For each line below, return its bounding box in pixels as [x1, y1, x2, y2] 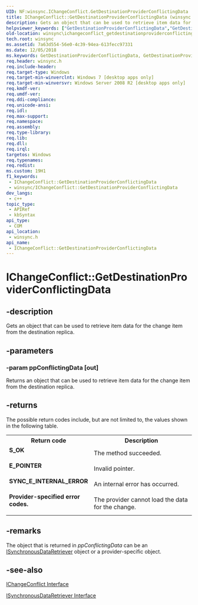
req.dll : [6, 140, 28, 147]
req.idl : [6, 108, 28, 114]
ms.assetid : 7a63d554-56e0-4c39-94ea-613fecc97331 [6, 42, 133, 48]
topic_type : [6, 201, 35, 207]
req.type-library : [6, 130, 51, 136]
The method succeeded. [94, 449, 162, 457]
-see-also [6, 565, 43, 575]
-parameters [6, 345, 54, 355]
